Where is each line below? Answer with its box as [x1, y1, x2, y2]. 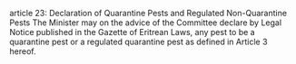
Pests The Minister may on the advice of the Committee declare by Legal [9, 17, 282, 28]
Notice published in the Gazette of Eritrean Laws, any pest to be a [9, 27, 256, 37]
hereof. [9, 46, 36, 57]
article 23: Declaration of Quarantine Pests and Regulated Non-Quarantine [9, 8, 288, 18]
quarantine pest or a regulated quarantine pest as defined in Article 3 [9, 36, 268, 47]
